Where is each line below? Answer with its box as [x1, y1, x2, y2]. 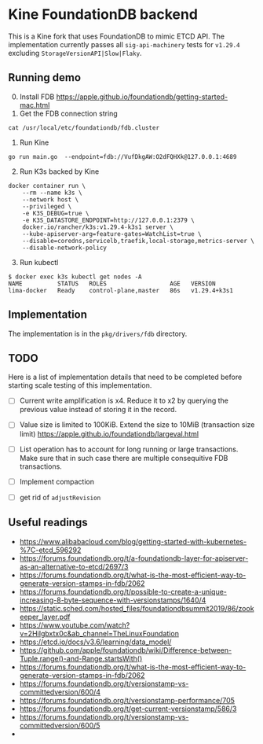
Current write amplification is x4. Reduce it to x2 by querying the [19, 396, 229, 406]
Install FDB [19, 92, 55, 101]
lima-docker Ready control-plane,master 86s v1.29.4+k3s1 [8, 286, 234, 294]
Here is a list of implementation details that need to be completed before [8, 372, 243, 382]
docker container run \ [8, 182, 86, 190]
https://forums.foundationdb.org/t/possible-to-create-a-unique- [19, 587, 228, 596]
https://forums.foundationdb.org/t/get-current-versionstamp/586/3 [19, 704, 237, 713]
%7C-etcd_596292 [19, 545, 82, 554]
